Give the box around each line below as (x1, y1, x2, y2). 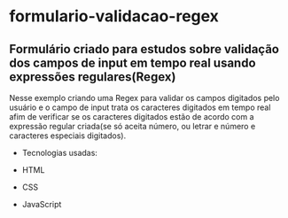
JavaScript (21, 199, 62, 209)
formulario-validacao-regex (9, 6, 220, 27)
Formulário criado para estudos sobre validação (9, 42, 279, 57)
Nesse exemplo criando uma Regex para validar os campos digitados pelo (9, 93, 280, 103)
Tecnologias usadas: (21, 148, 97, 158)
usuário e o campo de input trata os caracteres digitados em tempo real (9, 102, 271, 113)
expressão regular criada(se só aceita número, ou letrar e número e (9, 121, 256, 131)
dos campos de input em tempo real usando (9, 55, 256, 70)
